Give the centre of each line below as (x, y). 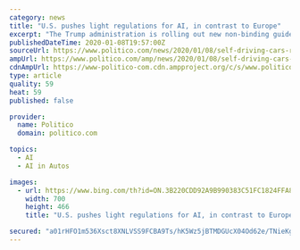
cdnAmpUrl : (29, 68)
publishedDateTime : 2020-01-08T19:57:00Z (87, 42)
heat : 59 (25, 92)
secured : (25, 232)
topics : (24, 150)
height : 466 (47, 207)
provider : (28, 117)
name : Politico (46, 125)
